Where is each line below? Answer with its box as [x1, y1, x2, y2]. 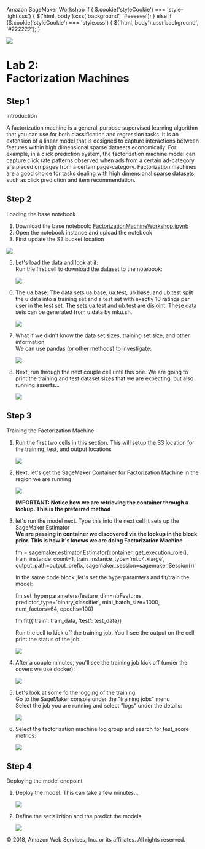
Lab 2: [6, 58, 39, 72]
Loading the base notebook [6, 210, 76, 217]
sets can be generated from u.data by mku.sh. [15, 308, 133, 316]
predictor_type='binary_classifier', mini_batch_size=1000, [15, 598, 160, 606]
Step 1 [6, 96, 31, 106]
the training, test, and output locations [15, 445, 112, 453]
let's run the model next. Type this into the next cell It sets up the [15, 517, 180, 525]
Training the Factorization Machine [6, 427, 95, 434]
